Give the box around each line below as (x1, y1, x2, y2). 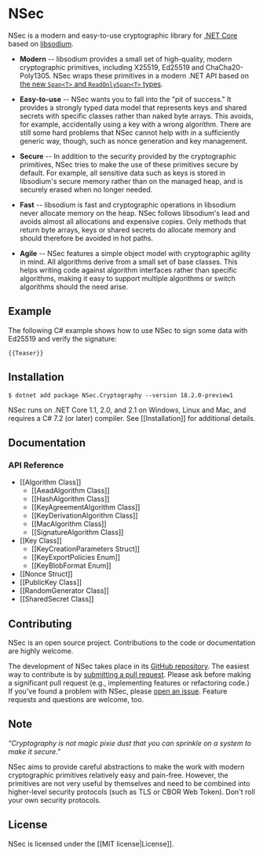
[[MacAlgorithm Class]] (31, 519, 108, 529)
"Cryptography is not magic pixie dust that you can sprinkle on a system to (8, 738, 252, 748)
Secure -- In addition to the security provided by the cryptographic (19, 151, 237, 161)
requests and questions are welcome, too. (8, 695, 144, 704)
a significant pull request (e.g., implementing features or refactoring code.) (8, 679, 250, 688)
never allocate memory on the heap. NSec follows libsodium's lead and (19, 208, 250, 218)
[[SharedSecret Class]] (19, 594, 94, 604)
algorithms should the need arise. (19, 282, 128, 291)
